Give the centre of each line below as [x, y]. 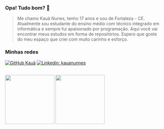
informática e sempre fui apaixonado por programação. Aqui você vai [87, 29]
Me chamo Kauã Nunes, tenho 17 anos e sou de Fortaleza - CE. [81, 19]
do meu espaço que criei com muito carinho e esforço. [73, 39]
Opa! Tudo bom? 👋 [27, 8]
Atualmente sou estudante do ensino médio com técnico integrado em [88, 24]
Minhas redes [22, 52]
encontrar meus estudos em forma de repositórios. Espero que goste [87, 34]
